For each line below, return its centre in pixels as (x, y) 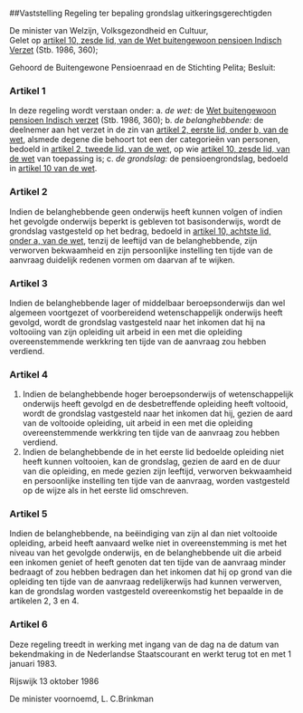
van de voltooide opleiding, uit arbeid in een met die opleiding (137, 423)
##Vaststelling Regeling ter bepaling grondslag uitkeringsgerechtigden (141, 13)
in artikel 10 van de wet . (53, 169)
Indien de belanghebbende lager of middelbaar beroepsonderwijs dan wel (147, 303)
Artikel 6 (28, 624)
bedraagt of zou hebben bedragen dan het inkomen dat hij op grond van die (151, 572)
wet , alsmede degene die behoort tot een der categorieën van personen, (145, 140)
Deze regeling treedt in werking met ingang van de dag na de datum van (144, 644)
